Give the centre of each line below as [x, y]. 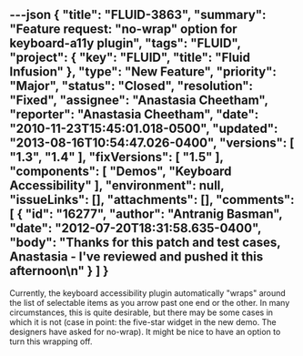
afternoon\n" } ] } [59, 271]
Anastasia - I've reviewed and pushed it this [136, 257]
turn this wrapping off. [51, 341]
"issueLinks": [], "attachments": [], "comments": [152, 200]
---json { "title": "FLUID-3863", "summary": [138, 15]
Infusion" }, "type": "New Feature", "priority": [143, 72]
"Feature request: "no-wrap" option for [124, 30]
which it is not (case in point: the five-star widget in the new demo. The [143, 321]
